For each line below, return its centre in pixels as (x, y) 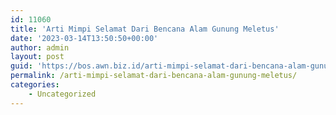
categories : (35, 85)
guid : (21, 66)
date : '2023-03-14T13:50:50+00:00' (84, 38)
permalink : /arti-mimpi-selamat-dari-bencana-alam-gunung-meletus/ (154, 76)
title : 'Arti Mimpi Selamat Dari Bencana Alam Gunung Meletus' (145, 29)
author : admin (40, 47)
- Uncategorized (62, 94)
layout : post (37, 57)
